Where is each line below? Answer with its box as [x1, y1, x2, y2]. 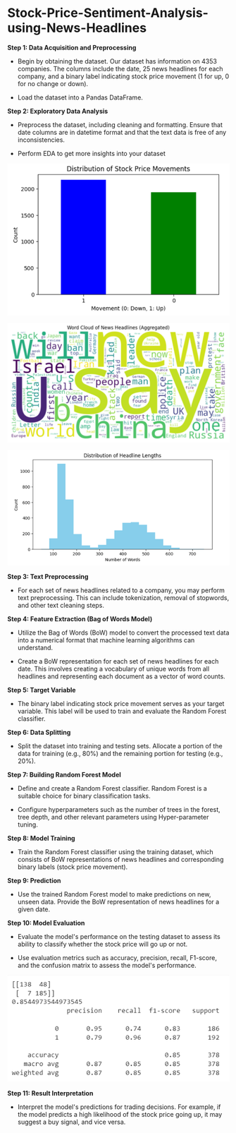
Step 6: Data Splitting [7, 728, 71, 736]
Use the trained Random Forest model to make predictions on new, [17, 889, 211, 898]
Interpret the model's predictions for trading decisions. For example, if [17, 1103, 221, 1111]
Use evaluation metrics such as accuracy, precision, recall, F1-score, [17, 953, 217, 961]
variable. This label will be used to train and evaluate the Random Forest [17, 707, 227, 715]
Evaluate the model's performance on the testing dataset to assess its [17, 932, 221, 940]
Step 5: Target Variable [7, 685, 76, 694]
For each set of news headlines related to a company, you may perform [17, 586, 225, 594]
